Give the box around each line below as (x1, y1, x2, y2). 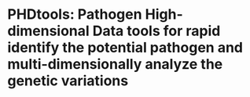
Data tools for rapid (92, 22, 221, 40)
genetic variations (7, 72, 129, 90)
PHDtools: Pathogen (7, 5, 142, 23)
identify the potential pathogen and (7, 39, 243, 56)
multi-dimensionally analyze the (7, 56, 223, 74)
